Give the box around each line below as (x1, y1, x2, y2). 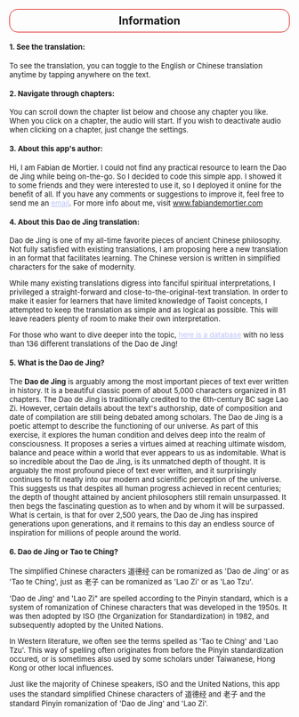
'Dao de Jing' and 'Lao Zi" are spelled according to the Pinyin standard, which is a (9, 593, 288, 604)
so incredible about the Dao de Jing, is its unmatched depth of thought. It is (9, 456, 266, 466)
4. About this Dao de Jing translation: (9, 216, 141, 227)
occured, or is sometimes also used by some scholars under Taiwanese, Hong (9, 654, 276, 665)
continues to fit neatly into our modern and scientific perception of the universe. (9, 474, 282, 484)
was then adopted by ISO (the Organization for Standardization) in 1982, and (9, 611, 270, 622)
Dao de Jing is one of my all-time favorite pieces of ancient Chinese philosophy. (9, 236, 282, 246)
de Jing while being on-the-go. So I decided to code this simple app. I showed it (9, 171, 282, 181)
